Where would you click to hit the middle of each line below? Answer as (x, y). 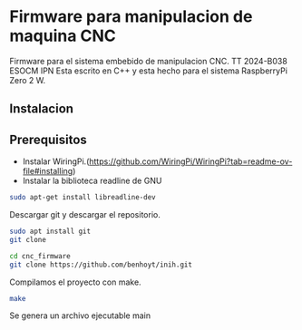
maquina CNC (63, 36)
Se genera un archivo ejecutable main (80, 315)
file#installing (48, 171)
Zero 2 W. (28, 80)
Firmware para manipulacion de (131, 17)
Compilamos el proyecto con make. (76, 282)
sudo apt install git (50, 232)
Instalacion (42, 109)
